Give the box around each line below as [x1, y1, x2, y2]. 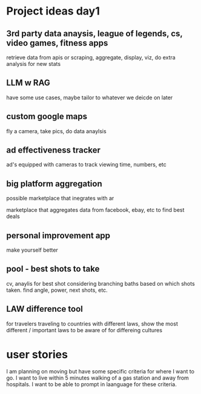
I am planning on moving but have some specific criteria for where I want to [6, 367, 195, 375]
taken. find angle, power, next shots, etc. [6, 286, 108, 294]
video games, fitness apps [6, 38, 108, 48]
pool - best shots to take [6, 264, 100, 274]
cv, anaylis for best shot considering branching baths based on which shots [6, 280, 195, 287]
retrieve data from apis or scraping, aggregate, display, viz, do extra [6, 54, 176, 61]
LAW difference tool [6, 304, 84, 314]
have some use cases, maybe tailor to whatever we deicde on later [6, 94, 173, 101]
